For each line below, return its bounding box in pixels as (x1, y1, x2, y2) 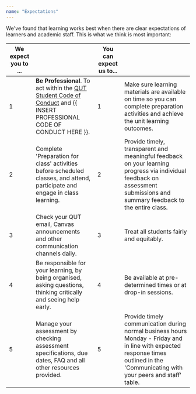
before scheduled (36, 166, 85, 174)
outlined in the (124, 356, 163, 364)
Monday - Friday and (124, 334, 183, 342)
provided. (36, 371, 62, 379)
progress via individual (124, 166, 187, 174)
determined (124, 280, 156, 289)
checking (36, 334, 61, 342)
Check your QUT (36, 213, 82, 221)
